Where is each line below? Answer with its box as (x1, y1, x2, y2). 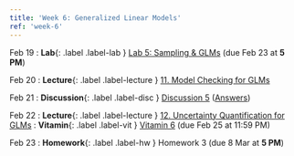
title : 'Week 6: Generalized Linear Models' (9, 13, 182, 23)
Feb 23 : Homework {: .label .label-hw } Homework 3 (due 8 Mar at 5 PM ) (9, 137, 285, 148)
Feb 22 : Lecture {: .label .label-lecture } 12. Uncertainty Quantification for (9, 109, 286, 120)
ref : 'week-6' (9, 22, 64, 31)
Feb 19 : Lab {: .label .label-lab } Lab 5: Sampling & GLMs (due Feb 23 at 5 (9, 47, 285, 57)
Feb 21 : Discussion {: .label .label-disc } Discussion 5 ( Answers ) (9, 92, 251, 103)
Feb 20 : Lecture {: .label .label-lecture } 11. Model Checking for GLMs (9, 74, 271, 85)
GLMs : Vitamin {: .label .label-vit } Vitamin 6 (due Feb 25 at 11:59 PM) (9, 120, 271, 130)
